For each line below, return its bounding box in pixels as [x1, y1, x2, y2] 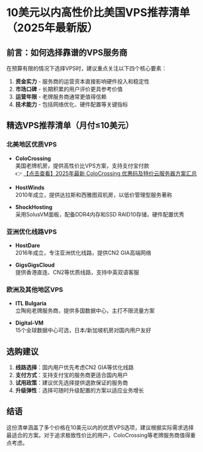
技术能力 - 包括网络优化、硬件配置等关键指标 [15, 101, 128, 108]
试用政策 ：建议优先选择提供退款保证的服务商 [15, 379, 128, 386]
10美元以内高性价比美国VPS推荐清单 [6, 6, 191, 20]
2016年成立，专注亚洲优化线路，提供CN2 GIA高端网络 [15, 249, 152, 256]
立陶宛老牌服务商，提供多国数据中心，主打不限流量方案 [15, 307, 155, 315]
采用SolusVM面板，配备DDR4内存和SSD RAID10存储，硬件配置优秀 [15, 210, 185, 218]
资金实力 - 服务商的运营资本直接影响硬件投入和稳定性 [15, 78, 150, 85]
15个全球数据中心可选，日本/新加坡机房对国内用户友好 [15, 326, 152, 334]
